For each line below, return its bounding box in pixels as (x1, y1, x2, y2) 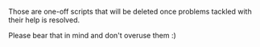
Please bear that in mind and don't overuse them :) (8, 31, 177, 40)
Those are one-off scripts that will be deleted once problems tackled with (8, 7, 252, 16)
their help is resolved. (8, 15, 80, 25)
